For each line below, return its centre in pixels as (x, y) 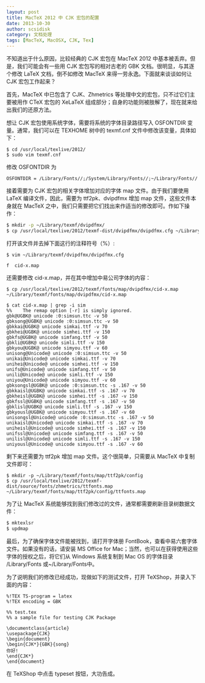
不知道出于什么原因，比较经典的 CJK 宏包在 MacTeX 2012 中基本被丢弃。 (98, 58)
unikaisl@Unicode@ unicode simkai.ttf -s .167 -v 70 (75, 423)
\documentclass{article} (38, 628)
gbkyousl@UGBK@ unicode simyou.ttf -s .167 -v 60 (71, 412)
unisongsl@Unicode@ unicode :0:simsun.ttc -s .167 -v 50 (80, 417)
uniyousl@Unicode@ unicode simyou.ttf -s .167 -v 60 (75, 444)
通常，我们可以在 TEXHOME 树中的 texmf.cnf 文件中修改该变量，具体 (104, 130)
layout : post (23, 12)
